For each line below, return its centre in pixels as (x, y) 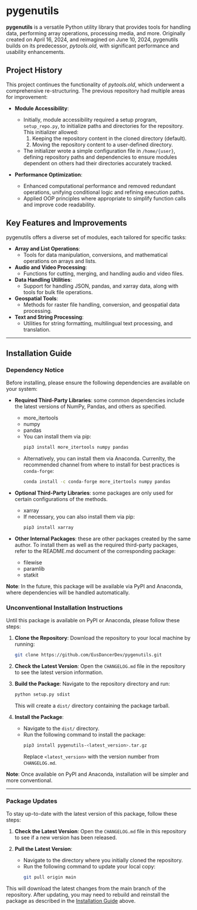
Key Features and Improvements (67, 223)
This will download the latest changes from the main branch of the (86, 888)
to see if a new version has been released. (66, 838)
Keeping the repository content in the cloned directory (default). (109, 138)
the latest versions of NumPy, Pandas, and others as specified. (90, 407)
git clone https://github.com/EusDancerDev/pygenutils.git (88, 655)
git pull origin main (50, 877)
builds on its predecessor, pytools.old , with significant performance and (93, 46)
